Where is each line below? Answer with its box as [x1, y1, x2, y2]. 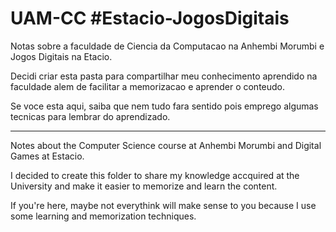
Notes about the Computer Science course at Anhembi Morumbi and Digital [10, 139, 322, 151]
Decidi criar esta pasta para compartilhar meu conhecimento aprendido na [10, 70, 318, 82]
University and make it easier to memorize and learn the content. [10, 180, 278, 192]
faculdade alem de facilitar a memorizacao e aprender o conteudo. [10, 80, 286, 92]
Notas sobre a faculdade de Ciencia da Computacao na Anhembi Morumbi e [10, 40, 325, 52]
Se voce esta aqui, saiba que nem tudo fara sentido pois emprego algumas [10, 100, 319, 112]
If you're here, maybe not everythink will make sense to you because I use [10, 199, 317, 211]
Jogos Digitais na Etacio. [10, 50, 113, 62]
